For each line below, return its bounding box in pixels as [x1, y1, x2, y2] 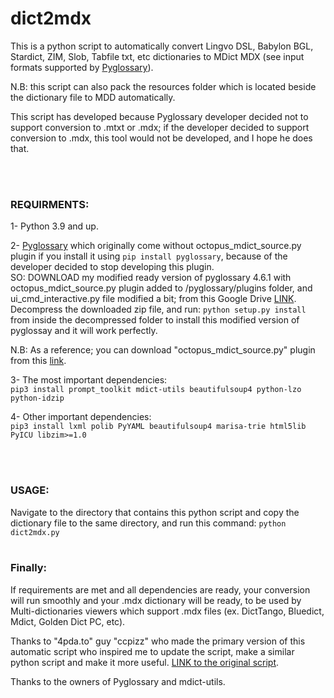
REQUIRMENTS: [10, 197, 90, 211]
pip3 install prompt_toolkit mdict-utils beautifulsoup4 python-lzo [10, 385, 302, 395]
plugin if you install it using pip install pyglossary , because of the [10, 250, 288, 262]
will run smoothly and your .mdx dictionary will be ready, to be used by [10, 594, 302, 606]
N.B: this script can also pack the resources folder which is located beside [10, 80, 317, 92]
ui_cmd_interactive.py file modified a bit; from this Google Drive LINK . [10, 293, 297, 305]
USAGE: [10, 483, 50, 497]
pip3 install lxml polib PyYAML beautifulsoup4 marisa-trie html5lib [10, 422, 307, 432]
